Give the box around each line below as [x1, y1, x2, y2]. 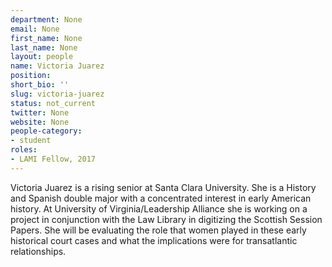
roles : [10, 145, 38, 155]
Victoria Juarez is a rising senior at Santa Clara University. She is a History [10, 181, 317, 193]
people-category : [10, 126, 83, 136]
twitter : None [10, 107, 70, 118]
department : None [10, 14, 83, 25]
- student [10, 136, 52, 146]
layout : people [10, 52, 74, 62]
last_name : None [10, 42, 78, 53]
